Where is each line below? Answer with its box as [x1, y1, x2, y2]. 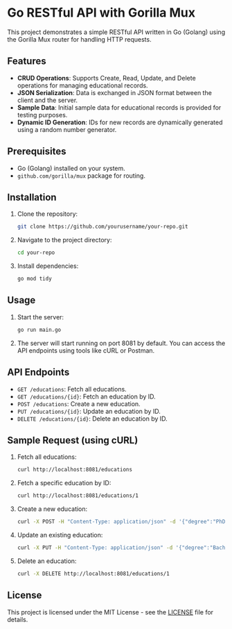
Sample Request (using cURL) [7, 434, 139, 446]
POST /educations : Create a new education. [17, 399, 141, 408]
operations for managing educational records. [17, 81, 148, 90]
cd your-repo [17, 249, 55, 256]
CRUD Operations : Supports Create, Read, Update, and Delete [17, 74, 196, 82]
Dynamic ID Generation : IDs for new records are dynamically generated [17, 118, 223, 126]
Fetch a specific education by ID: [17, 479, 111, 487]
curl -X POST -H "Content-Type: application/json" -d [17, 519, 176, 526]
